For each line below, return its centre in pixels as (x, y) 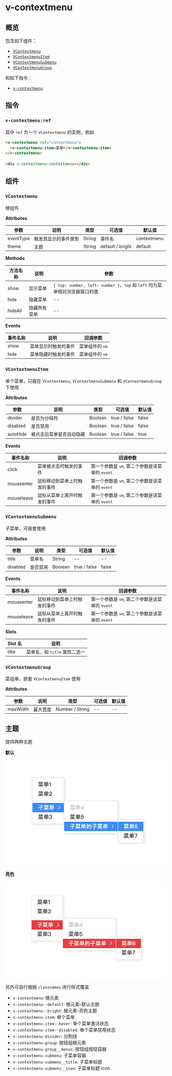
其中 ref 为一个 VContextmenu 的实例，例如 (50, 132)
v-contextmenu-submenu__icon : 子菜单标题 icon (61, 1068)
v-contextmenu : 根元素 (36, 998)
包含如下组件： (21, 41)
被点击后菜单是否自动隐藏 (58, 434)
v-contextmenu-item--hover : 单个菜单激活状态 (61, 1023)
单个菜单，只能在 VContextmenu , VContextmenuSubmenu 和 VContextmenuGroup (84, 381)
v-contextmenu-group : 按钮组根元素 (49, 1042)
